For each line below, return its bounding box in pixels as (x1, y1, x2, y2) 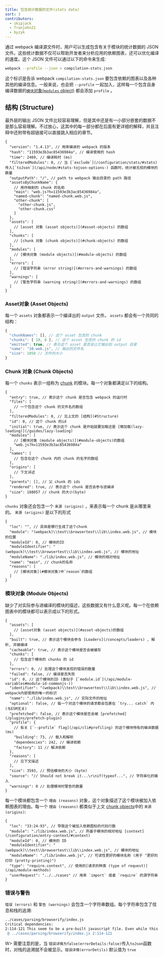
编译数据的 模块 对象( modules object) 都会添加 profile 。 (5, 88, 115, 93)
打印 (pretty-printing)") (5, 858, 56, 863)
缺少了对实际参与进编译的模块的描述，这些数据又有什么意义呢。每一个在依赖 (5, 602, 159, 608)
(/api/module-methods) (5, 867, 51, 872)
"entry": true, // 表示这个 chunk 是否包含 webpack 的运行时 (9, 395, 128, 400)
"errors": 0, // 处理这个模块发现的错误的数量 (9, 666, 96, 671)
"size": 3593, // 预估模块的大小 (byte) (9, 768, 88, 773)
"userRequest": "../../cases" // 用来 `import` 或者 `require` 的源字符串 (9, 873, 158, 878)
